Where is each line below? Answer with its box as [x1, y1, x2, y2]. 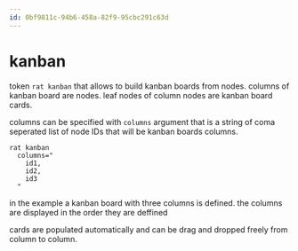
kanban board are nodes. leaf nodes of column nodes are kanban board [9, 90, 273, 100]
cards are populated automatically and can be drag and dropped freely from [9, 224, 288, 235]
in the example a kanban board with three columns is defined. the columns [9, 197, 283, 208]
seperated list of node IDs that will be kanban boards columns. [9, 126, 238, 137]
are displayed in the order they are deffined [9, 207, 168, 217]
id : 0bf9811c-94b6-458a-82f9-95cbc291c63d [9, 12, 169, 22]
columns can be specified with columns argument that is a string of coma [9, 116, 276, 127]
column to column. [9, 233, 77, 244]
